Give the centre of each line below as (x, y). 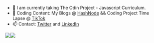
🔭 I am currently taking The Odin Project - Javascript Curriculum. (79, 8)
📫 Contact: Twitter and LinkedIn (46, 24)
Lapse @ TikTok (29, 18)
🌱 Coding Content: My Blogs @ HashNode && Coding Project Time (81, 13)
